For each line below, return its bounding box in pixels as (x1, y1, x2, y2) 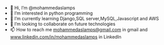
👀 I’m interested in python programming (10, 10, 93, 16)
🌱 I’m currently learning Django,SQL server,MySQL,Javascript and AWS (10, 16, 159, 21)
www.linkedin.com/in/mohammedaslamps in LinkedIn (10, 34, 121, 40)
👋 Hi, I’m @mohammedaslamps (10, 5, 75, 11)
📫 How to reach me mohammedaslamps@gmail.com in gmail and (10, 27, 148, 32)
